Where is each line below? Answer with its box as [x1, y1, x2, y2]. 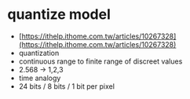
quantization [18, 48, 60, 57]
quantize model [7, 5, 111, 24]
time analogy [18, 73, 61, 82]
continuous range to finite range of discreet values [18, 57, 183, 66]
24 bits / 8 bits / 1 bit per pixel [18, 81, 115, 91]
